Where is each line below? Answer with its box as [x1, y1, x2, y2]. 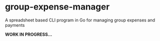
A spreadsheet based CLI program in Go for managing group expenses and [5, 17, 155, 23]
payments [5, 22, 25, 28]
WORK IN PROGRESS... [5, 31, 52, 37]
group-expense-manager [5, 1, 110, 12]
